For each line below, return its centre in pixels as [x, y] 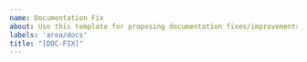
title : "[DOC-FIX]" [47, 43]
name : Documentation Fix [57, 18]
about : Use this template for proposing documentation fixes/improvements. [157, 26]
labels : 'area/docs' [49, 35]
